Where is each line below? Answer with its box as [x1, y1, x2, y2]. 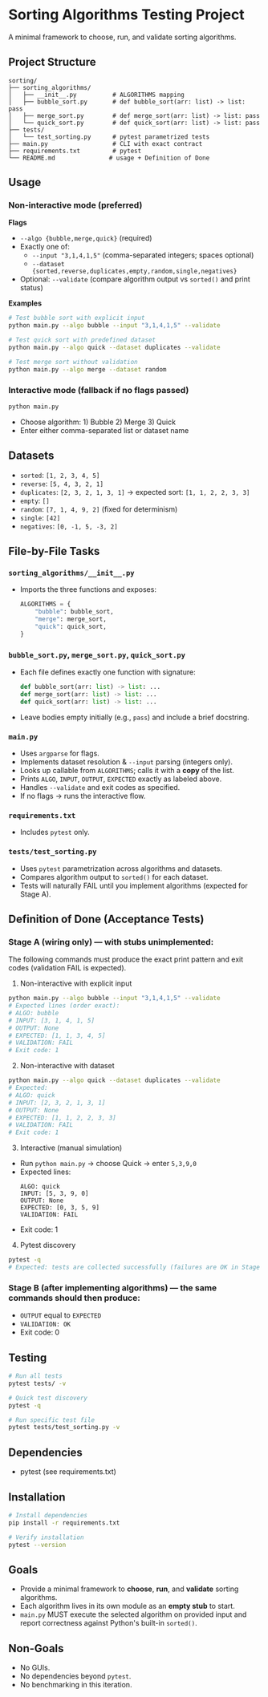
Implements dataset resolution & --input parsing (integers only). [19, 756, 233, 767]
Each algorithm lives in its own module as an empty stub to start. [19, 1602, 235, 1611]
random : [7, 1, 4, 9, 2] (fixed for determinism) [19, 504, 178, 514]
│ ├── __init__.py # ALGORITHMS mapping [8, 91, 185, 99]
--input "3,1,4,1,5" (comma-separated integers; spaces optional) [31, 250, 254, 260]
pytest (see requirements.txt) [19, 1467, 116, 1476]
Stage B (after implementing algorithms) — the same [8, 1282, 217, 1293]
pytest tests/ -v [8, 1379, 67, 1387]
